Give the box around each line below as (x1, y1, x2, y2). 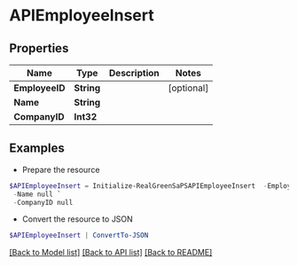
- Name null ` (12, 190, 62, 199)
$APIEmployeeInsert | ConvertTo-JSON (9, 231, 149, 240)
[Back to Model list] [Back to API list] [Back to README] (9, 247, 213, 258)
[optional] (168, 82, 209, 94)
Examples (9, 141, 65, 156)
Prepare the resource (21, 164, 100, 175)
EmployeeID (13, 82, 66, 94)
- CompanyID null (12, 198, 74, 207)
